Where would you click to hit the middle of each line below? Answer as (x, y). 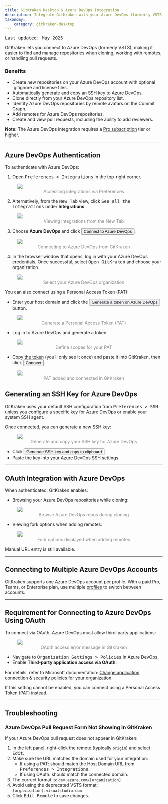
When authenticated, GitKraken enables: (47, 490)
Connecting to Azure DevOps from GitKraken (84, 247)
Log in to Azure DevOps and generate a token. (60, 333)
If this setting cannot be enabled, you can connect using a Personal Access (83, 687)
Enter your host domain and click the (50, 302)
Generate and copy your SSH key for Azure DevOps (84, 442)
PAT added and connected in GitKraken (84, 378)
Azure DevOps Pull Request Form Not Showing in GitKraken (79, 727)
